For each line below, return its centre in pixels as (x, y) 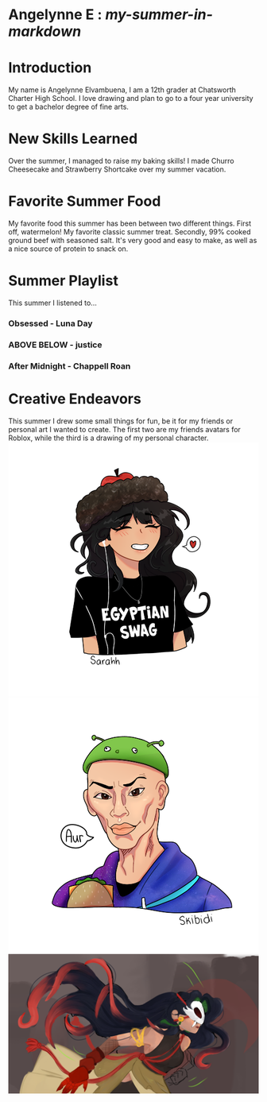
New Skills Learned (73, 139)
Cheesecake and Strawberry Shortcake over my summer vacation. (117, 169)
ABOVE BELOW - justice (55, 345)
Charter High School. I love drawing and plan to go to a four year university (131, 99)
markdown (45, 31)
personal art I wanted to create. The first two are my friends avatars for (124, 429)
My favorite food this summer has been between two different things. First (130, 223)
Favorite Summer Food (85, 201)
